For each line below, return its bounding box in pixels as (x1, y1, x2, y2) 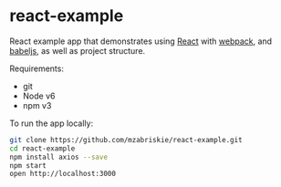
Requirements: (9, 63, 64, 74)
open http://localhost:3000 (9, 170, 117, 179)
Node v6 (22, 90, 56, 101)
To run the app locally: (9, 118, 94, 129)
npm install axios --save (9, 152, 108, 161)
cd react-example (9, 143, 76, 153)
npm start (9, 161, 47, 170)
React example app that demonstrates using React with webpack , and (9, 36, 272, 47)
